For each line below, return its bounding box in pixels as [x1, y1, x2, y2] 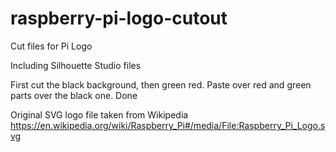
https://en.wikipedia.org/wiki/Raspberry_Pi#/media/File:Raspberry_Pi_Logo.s [10, 119, 326, 131]
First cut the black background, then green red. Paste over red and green [10, 78, 312, 91]
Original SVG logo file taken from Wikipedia [10, 108, 189, 121]
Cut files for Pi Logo [10, 40, 93, 52]
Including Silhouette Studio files [10, 59, 142, 71]
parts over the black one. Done [10, 89, 138, 101]
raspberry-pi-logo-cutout [10, 7, 228, 30]
